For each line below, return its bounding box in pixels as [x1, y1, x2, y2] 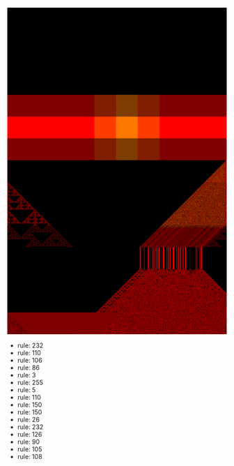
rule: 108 [17, 453, 43, 461]
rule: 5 [17, 386, 36, 394]
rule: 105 [17, 445, 42, 453]
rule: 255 [17, 378, 44, 387]
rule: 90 [17, 437, 40, 446]
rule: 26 [17, 416, 40, 424]
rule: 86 [17, 363, 40, 372]
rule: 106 [17, 356, 43, 365]
